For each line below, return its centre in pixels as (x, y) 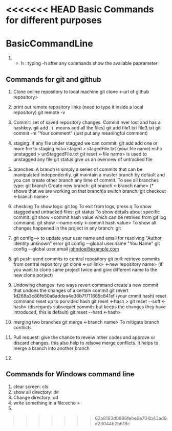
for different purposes (54, 20)
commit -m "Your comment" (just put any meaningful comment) (80, 133)
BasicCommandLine (50, 44)
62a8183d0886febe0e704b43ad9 (131, 418)
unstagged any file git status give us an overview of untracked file (83, 159)
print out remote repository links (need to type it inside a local (78, 107)
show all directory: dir (36, 392)
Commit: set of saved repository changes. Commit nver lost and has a (87, 122)
